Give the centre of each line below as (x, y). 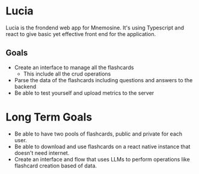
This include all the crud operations (67, 74)
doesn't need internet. (42, 153)
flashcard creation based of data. (56, 166)
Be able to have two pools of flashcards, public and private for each (98, 134)
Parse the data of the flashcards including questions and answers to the (103, 80)
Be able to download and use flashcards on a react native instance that (102, 146)
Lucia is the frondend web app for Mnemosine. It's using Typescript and (95, 28)
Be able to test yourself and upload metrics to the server (84, 93)
